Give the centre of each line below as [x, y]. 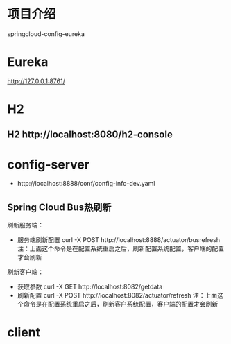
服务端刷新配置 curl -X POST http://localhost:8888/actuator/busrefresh [119, 240]
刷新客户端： [25, 272]
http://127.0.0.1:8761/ [36, 81]
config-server [49, 164]
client [24, 333]
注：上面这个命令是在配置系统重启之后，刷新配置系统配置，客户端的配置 [120, 249]
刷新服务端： [25, 225]
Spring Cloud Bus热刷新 [59, 207]
